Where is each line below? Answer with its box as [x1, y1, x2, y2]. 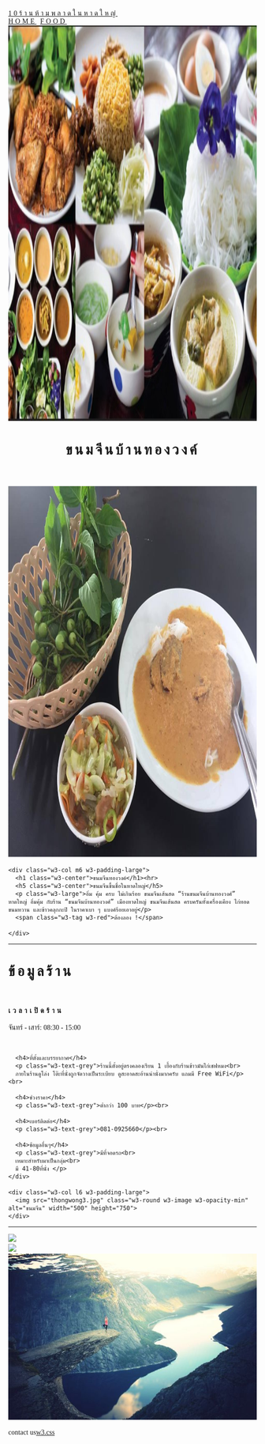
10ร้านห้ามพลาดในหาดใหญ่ [8, 9, 118, 17]
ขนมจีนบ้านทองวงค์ [65, 442, 200, 459]
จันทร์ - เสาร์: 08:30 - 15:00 [8, 1023, 81, 1032]
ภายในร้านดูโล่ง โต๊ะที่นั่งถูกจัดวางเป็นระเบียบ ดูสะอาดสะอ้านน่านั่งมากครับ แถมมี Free [15, 1070, 212, 1078]
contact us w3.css [8, 1428, 55, 1437]
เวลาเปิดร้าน [8, 1006, 65, 1015]
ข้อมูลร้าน [8, 963, 73, 980]
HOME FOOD [8, 17, 67, 25]
